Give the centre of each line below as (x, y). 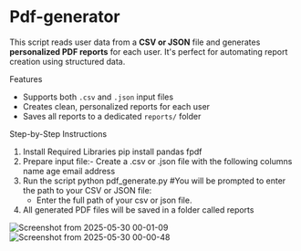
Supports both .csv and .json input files (98, 97)
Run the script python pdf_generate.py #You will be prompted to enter (154, 181)
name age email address (69, 171)
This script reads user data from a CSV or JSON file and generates (135, 42)
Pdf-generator (65, 17)
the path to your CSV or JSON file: (87, 190)
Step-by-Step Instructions (58, 133)
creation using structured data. (67, 61)
